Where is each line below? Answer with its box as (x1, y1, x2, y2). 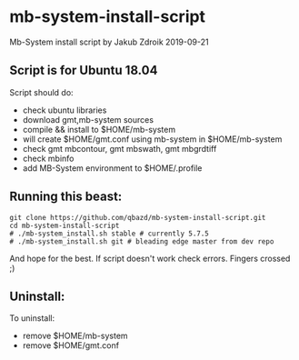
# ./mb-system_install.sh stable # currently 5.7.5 (9, 229, 209, 238)
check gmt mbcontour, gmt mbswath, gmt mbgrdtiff (22, 143, 217, 154)
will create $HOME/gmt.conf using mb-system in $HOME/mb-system (22, 134, 283, 145)
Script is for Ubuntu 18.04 (9, 63, 158, 78)
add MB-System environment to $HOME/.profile (22, 162, 203, 174)
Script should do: (9, 86, 75, 97)
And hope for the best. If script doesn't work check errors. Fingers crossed (9, 253, 291, 264)
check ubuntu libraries (22, 105, 107, 115)
